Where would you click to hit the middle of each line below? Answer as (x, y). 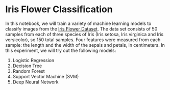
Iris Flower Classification (59, 9)
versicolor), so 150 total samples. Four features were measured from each (83, 40)
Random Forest (29, 71)
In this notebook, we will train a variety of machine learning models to (78, 23)
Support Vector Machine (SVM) (46, 76)
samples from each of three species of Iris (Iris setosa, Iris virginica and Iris (84, 34)
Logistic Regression (33, 60)
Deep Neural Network (35, 82)
